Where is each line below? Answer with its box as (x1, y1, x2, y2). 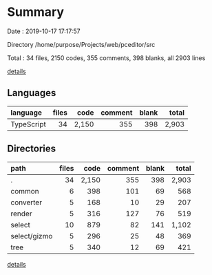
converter (10, 198, 43, 207)
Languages (7, 87, 56, 99)
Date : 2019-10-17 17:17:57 (7, 27, 81, 35)
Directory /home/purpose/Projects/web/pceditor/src (7, 40, 156, 48)
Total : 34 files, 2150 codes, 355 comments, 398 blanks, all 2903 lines (7, 53, 206, 62)
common (10, 186, 39, 196)
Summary (7, 4, 64, 20)
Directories (7, 143, 56, 155)
